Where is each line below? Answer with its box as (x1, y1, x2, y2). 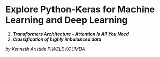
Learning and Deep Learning (5, 14, 128, 26)
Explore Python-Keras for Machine (5, 4, 155, 15)
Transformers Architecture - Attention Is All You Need (12, 31, 129, 37)
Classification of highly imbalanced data (12, 36, 102, 42)
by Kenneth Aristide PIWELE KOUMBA (5, 46, 85, 52)
